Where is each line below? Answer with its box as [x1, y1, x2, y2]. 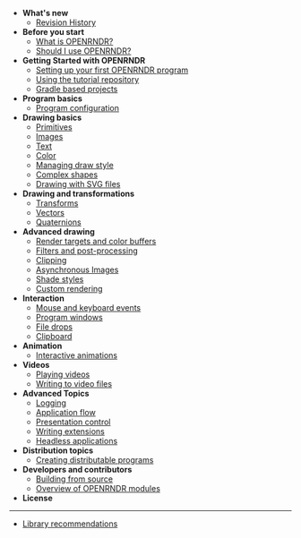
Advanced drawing [21, 226, 96, 236]
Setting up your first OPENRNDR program [35, 64, 189, 75]
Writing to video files [35, 379, 113, 389]
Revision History [35, 17, 97, 28]
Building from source [35, 474, 114, 484]
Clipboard [35, 331, 73, 341]
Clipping [35, 255, 67, 265]
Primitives [35, 122, 73, 132]
